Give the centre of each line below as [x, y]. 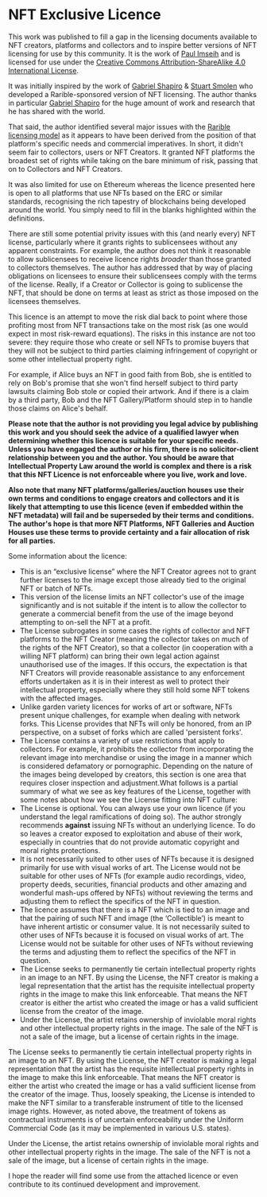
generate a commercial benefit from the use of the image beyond [126, 614]
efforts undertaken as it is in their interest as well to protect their [125, 681]
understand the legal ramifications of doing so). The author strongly [131, 817]
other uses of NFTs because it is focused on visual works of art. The [132, 935]
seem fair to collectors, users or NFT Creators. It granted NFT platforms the [132, 152]
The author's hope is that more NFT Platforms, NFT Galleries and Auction [131, 524]
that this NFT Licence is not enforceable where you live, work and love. [128, 474]
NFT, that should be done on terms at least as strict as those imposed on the [133, 293]
